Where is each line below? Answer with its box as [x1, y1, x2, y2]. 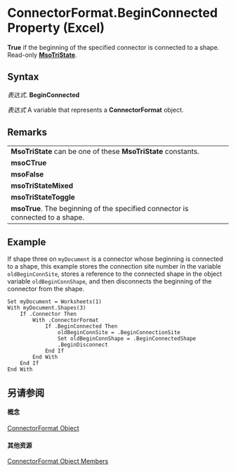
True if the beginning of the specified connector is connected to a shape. [7, 43, 220, 51]
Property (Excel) [7, 20, 105, 36]
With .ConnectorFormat [32, 317, 99, 324]
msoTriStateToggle [11, 192, 75, 202]
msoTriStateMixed [11, 181, 74, 191]
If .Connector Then [20, 311, 77, 318]
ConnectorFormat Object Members [7, 457, 109, 466]
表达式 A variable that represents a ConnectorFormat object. [7, 106, 184, 114]
